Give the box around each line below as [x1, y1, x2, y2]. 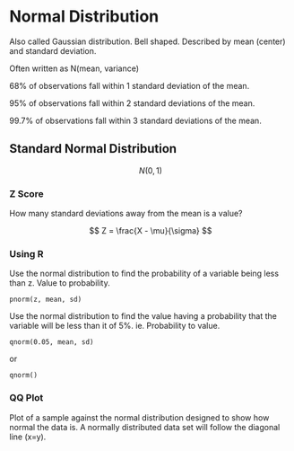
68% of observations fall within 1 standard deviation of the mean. [9, 80, 250, 91]
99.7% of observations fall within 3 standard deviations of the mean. [9, 115, 262, 126]
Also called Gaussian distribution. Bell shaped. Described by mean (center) [9, 36, 286, 47]
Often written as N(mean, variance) [9, 63, 140, 74]
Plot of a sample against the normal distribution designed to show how [9, 411, 270, 423]
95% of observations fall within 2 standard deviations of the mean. [9, 97, 255, 109]
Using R [9, 247, 44, 260]
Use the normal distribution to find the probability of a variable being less [9, 268, 280, 279]
